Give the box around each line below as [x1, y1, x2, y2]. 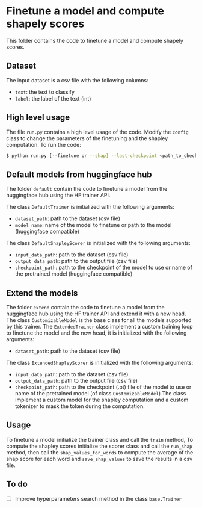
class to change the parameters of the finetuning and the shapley [6, 134, 168, 142]
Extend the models [6, 288, 78, 298]
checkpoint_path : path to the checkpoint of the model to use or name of [14, 264, 192, 271]
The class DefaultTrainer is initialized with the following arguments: [6, 203, 174, 211]
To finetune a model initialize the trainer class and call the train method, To [6, 436, 194, 443]
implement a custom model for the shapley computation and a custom [14, 396, 189, 404]
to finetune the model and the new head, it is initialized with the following [6, 329, 187, 336]
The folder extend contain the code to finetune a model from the [6, 304, 165, 311]
